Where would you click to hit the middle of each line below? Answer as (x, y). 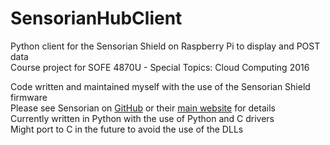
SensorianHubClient (96, 18)
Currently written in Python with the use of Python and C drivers (142, 118)
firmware (29, 97)
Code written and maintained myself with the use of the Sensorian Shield (160, 86)
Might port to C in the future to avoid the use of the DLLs (127, 129)
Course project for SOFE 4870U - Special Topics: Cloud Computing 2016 (160, 67)
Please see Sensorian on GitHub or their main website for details (143, 108)
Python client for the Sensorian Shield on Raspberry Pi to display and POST (165, 46)
